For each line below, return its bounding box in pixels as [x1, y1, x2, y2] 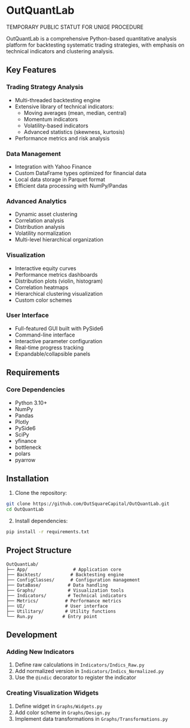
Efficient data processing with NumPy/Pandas [14, 182, 128, 189]
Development [6, 630, 58, 640]
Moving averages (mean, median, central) [23, 109, 127, 117]
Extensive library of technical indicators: [14, 103, 114, 110]
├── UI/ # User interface [6, 603, 109, 609]
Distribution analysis [14, 224, 65, 231]
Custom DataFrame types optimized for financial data [14, 169, 146, 176]
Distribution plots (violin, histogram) [14, 277, 103, 285]
